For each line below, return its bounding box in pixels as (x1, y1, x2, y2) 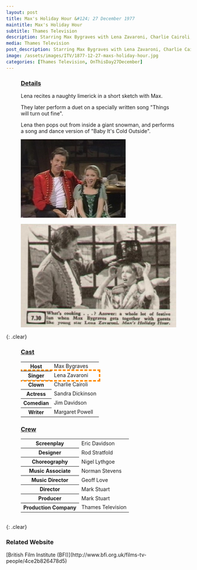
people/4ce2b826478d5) (6, 558, 67, 565)
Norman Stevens (81, 467, 122, 474)
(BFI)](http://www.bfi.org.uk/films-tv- (56, 551, 147, 558)
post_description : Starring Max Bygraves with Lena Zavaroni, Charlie (6, 47, 182, 53)
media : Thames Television (6, 40, 69, 46)
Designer (38, 449, 62, 456)
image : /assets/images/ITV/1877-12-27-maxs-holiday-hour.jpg (6, 53, 159, 59)
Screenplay (35, 440, 64, 447)
